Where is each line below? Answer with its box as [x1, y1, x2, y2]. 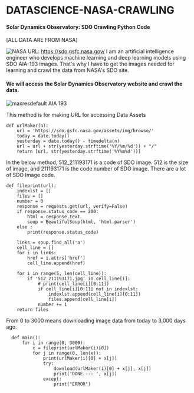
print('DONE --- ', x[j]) [53, 371, 117, 376]
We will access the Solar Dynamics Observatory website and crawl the [6, 80, 183, 87]
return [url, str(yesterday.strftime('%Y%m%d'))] [17, 148, 142, 154]
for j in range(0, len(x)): [32, 350, 101, 356]
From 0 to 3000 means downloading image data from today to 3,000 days [6, 317, 186, 324]
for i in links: [17, 250, 57, 256]
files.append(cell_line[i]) [48, 296, 117, 302]
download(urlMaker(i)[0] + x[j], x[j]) [53, 365, 152, 372]
